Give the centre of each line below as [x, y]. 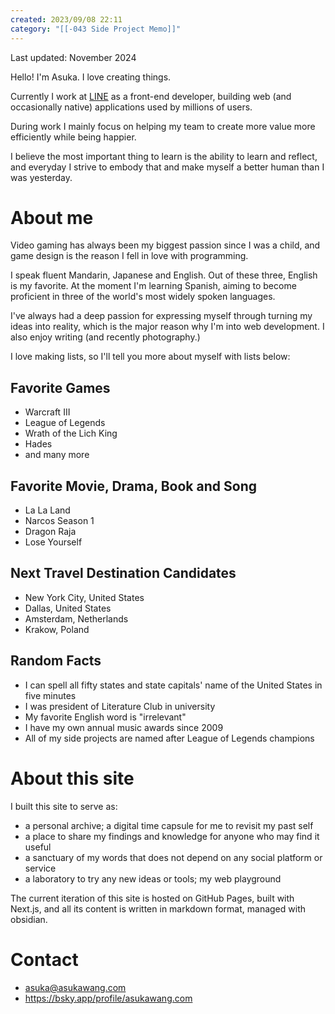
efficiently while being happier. [73, 137]
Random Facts [56, 661]
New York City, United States [84, 597]
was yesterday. [41, 177]
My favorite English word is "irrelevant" [105, 717]
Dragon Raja [50, 532]
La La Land [47, 510]
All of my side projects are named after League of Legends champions [169, 738]
